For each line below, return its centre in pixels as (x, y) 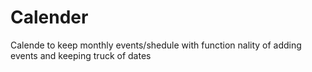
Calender (49, 17)
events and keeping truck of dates (81, 55)
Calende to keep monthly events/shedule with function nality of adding (156, 45)
